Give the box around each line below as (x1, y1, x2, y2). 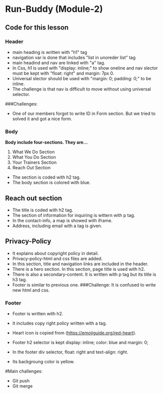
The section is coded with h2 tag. (12, 174, 81, 180)
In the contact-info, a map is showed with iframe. (12, 217, 113, 223)
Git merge (12, 383, 33, 389)
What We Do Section (12, 149, 55, 155)
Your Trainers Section (12, 159, 57, 165)
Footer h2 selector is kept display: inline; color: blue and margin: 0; (12, 340, 149, 345)
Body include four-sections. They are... (5, 140, 88, 146)
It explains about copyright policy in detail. (12, 250, 99, 256)
